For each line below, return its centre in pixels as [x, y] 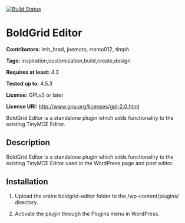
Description [28, 142]
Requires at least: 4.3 [32, 72]
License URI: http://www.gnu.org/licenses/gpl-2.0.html [73, 106]
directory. [26, 202]
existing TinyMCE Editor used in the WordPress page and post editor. [90, 163]
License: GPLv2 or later [35, 95]
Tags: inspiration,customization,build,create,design [68, 60]
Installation [27, 182]
